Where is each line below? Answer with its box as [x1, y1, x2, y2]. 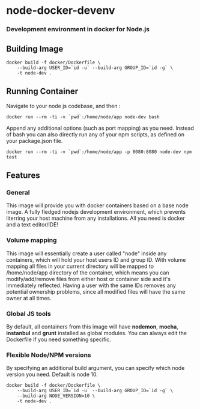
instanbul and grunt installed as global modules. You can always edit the [6, 330, 187, 337]
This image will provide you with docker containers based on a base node [6, 202, 189, 209]
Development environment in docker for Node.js [6, 25, 150, 34]
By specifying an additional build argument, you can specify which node [6, 365, 185, 372]
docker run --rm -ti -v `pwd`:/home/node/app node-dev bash [6, 114, 160, 120]
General [6, 189, 30, 197]
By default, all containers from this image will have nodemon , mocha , [6, 323, 178, 330]
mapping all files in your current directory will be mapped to [6, 262, 154, 270]
